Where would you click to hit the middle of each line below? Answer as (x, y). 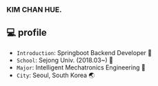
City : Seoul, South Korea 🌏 (56, 75)
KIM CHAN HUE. (34, 10)
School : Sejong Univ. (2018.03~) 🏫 (65, 60)
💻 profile (27, 33)
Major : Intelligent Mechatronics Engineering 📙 (81, 67)
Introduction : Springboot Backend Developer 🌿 (84, 52)
